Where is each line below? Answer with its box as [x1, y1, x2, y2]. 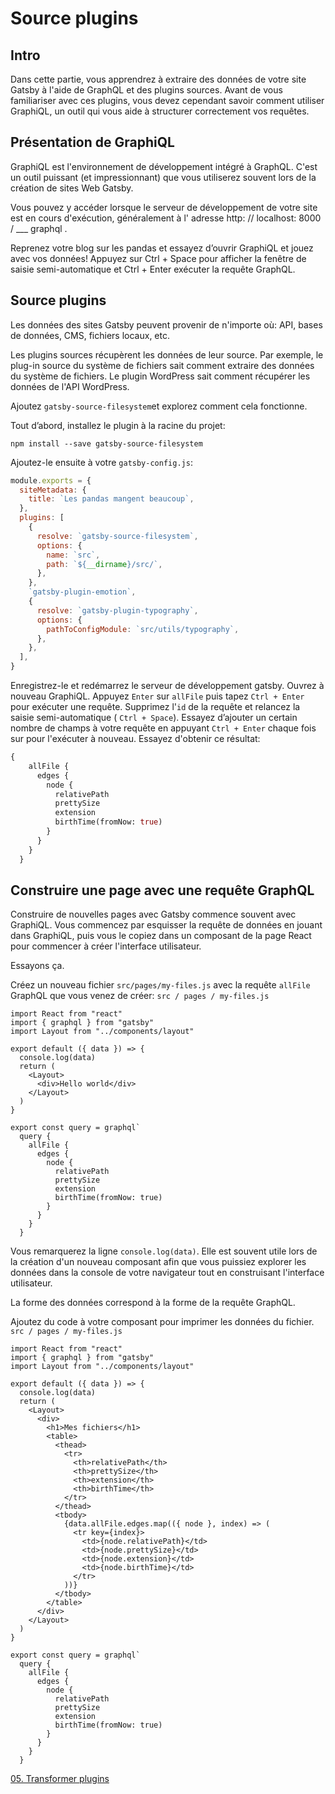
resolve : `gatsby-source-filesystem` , [36, 531, 199, 541]
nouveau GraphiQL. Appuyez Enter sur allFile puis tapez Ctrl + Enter [10, 690, 305, 702]
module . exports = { [10, 475, 92, 486]
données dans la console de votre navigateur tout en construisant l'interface [10, 1267, 325, 1279]
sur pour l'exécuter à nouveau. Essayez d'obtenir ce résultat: [10, 733, 261, 744]
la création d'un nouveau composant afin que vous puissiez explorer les [10, 1256, 307, 1268]
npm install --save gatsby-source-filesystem [10, 438, 203, 449]
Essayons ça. [10, 960, 65, 972]
